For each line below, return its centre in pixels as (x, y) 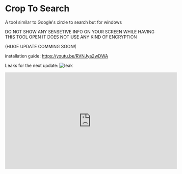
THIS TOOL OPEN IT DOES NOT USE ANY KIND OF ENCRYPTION (71, 37)
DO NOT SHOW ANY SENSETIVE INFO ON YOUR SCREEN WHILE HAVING (80, 31)
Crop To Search (37, 9)
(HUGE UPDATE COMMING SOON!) (41, 46)
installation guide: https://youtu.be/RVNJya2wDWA (57, 56)
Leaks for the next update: (32, 65)
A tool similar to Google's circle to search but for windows (64, 22)
